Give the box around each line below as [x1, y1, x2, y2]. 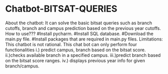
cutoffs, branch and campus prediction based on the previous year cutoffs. [5, 25, 161, 31]
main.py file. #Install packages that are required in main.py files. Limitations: [5, 36, 163, 42]
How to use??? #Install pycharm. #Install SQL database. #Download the [5, 30, 154, 36]
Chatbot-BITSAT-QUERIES [5, 3, 118, 15]
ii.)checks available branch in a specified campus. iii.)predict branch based [5, 52, 161, 58]
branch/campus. [5, 63, 39, 69]
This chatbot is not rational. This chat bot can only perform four [5, 41, 137, 47]
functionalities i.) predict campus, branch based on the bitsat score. [5, 47, 146, 53]
